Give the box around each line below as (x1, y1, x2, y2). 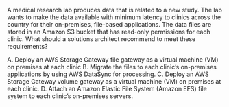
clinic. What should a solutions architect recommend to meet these (7, 35, 196, 43)
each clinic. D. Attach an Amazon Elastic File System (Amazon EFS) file (7, 85, 207, 93)
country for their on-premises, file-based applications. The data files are (7, 21, 212, 28)
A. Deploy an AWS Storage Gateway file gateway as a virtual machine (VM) (7, 56, 219, 64)
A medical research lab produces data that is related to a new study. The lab (7, 6, 223, 14)
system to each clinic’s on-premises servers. (7, 92, 134, 100)
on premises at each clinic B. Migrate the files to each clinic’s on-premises (7, 63, 217, 71)
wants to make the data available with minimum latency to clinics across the (7, 13, 221, 21)
